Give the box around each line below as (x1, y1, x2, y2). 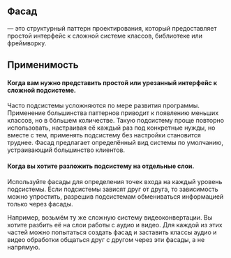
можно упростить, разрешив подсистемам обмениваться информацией (7, 192, 224, 201)
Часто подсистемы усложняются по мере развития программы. (7, 101, 200, 110)
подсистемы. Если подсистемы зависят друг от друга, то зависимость (7, 185, 218, 193)
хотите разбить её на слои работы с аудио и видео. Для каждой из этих (7, 220, 223, 229)
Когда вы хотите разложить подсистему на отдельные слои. (7, 162, 195, 170)
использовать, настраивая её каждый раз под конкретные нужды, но (7, 123, 216, 132)
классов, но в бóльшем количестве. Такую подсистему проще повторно (7, 116, 225, 125)
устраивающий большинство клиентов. (7, 146, 126, 154)
